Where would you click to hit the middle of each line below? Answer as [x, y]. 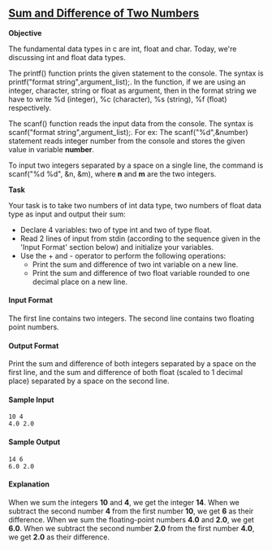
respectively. [30, 107]
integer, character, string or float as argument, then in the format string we [133, 90]
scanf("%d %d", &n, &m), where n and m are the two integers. [112, 173]
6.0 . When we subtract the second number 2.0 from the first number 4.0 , [132, 528]
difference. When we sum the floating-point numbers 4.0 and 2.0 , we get [131, 519]
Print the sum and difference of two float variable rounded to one [141, 273]
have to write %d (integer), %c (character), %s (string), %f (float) [118, 99]
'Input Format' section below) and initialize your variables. [117, 247]
